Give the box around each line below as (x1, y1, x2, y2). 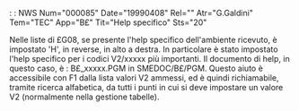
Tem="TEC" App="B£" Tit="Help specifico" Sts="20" (9, 17, 207, 28)
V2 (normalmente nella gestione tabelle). (9, 91, 160, 102)
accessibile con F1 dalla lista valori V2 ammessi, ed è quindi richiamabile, (9, 73, 279, 83)
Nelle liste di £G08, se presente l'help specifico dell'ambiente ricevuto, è (9, 35, 277, 45)
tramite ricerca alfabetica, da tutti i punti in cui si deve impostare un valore (9, 82, 284, 92)
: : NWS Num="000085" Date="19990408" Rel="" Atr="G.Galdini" (9, 8, 254, 18)
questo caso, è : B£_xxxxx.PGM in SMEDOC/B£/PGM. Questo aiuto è (9, 63, 263, 73)
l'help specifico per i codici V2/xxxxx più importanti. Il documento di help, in (9, 54, 290, 64)
